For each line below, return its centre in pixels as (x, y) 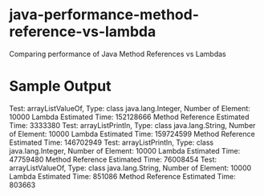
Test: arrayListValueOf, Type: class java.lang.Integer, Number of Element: (130, 108)
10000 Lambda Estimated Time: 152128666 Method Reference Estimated (129, 117)
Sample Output (60, 86)
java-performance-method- (104, 15)
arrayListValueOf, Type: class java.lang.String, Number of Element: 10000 (130, 168)
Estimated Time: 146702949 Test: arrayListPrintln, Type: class (112, 142)
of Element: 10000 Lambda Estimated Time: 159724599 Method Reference (132, 134)
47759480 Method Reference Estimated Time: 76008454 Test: (113, 159)
